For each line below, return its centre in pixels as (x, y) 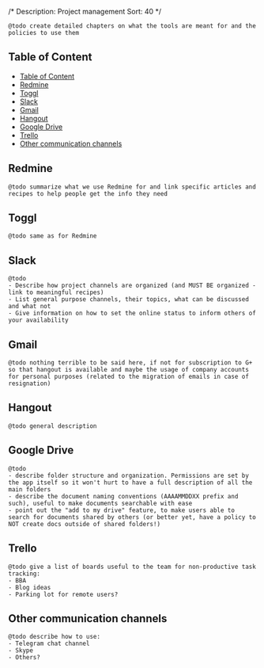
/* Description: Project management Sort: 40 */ (85, 11)
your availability (38, 320)
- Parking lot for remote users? (63, 594)
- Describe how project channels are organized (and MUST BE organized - (132, 286)
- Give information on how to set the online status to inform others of (132, 313)
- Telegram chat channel (49, 644)
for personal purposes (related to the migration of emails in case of (128, 377)
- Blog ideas (30, 587)
